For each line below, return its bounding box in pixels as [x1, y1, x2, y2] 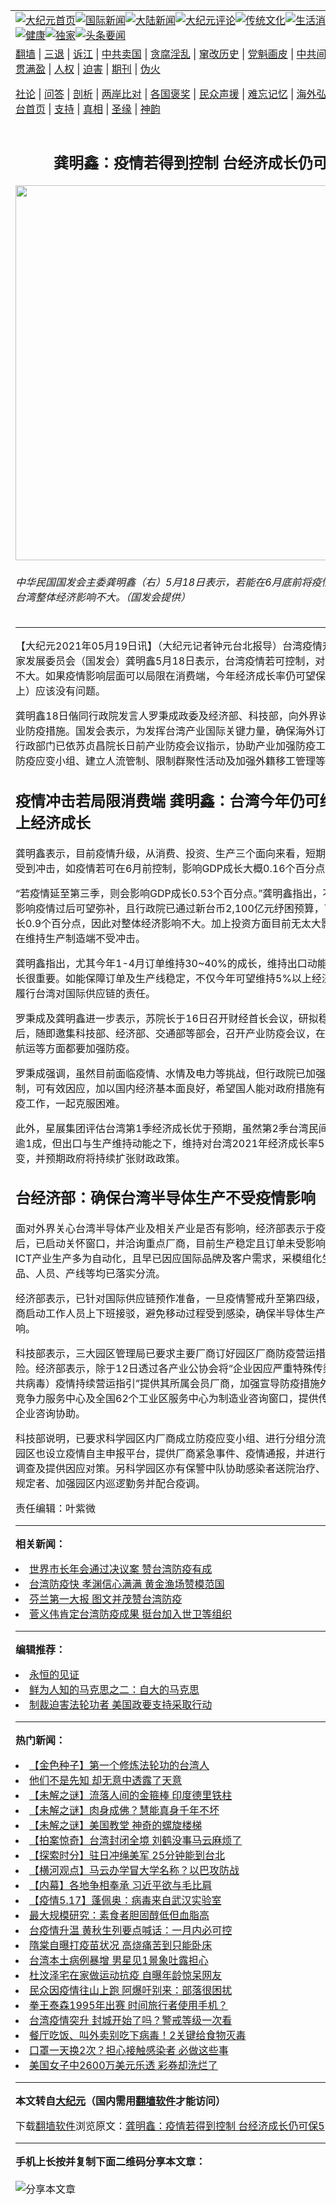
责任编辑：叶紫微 [15, 1502, 97, 1516]
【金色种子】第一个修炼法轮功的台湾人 [29, 1759, 210, 1773]
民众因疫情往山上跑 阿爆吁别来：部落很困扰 [29, 1984, 233, 1998]
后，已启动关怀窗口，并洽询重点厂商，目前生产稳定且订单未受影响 [15, 1237, 327, 1251]
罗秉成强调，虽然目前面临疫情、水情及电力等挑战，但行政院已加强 [15, 1066, 327, 1080]
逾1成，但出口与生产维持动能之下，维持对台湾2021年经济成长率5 [15, 1136, 325, 1150]
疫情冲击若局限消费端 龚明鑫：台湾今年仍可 [15, 791, 320, 811]
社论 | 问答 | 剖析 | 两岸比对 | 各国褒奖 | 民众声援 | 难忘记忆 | [15, 87, 295, 101]
